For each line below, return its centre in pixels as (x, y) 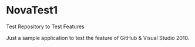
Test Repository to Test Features (45, 26)
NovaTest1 (32, 10)
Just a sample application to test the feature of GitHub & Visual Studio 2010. (98, 38)
